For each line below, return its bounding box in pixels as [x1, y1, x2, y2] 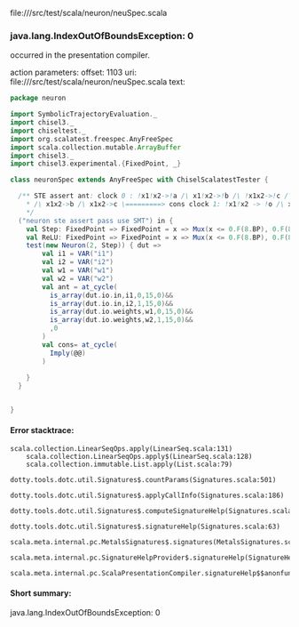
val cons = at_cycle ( [42, 340, 118, 350]
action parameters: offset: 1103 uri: [10, 67, 137, 78]
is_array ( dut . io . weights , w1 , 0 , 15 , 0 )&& [49, 307, 193, 317]
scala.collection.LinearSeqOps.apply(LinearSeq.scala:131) [10, 445, 233, 454]
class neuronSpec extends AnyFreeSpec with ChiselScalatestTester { [10, 175, 269, 185]
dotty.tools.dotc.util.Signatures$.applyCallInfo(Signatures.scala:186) [10, 491, 285, 501]
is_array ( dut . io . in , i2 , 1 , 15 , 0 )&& [49, 299, 174, 308]
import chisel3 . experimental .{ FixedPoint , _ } [10, 159, 181, 168]
